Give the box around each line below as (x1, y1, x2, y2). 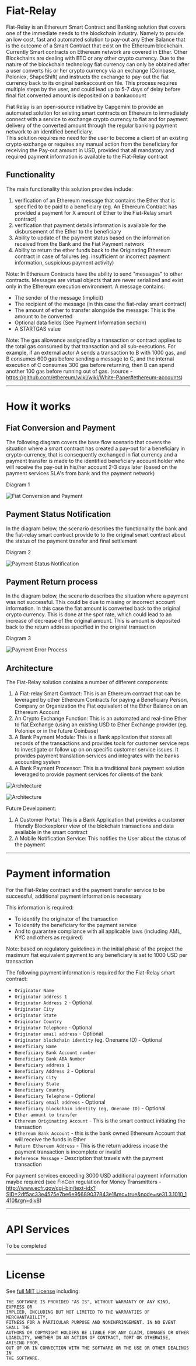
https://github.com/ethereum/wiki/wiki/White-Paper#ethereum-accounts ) (6, 373, 183, 381)
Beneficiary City (14, 1075, 57, 1081)
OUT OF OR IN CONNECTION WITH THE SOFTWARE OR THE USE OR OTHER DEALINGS (6, 1345, 190, 1351)
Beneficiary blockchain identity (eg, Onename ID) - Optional (14, 1105, 166, 1112)
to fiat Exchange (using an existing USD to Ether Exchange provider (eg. (14, 721, 188, 728)
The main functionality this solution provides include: (6, 186, 133, 193)
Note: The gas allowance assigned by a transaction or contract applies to (6, 337, 182, 344)
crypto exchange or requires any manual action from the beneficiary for (6, 140, 178, 147)
